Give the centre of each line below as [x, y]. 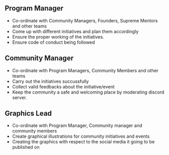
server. [20, 97]
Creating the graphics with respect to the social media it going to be [83, 142]
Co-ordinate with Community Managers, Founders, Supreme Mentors [85, 20]
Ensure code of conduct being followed [53, 42]
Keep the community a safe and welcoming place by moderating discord [88, 92]
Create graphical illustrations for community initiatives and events [81, 136]
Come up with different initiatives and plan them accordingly [75, 31]
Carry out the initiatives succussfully [50, 81]
